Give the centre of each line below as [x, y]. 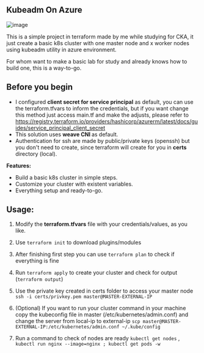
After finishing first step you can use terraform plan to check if [95, 254]
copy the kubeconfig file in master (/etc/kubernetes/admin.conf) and [102, 315]
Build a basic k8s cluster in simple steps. [66, 177]
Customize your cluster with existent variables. [74, 184]
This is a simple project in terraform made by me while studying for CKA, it [100, 37]
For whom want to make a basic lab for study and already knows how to [97, 61]
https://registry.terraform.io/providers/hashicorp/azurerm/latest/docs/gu [107, 121]
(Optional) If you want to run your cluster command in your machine [100, 308]
